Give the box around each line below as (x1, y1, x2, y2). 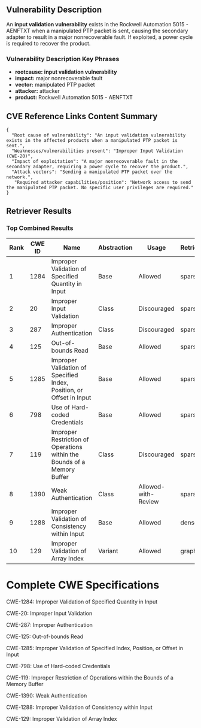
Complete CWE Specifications (6, 578, 160, 591)
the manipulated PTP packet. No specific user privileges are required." (6, 184, 194, 190)
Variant (98, 547, 118, 555)
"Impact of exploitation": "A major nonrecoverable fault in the (11, 158, 178, 164)
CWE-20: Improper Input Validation (6, 609, 93, 617)
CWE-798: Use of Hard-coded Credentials (6, 662, 111, 669)
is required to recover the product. (6, 40, 91, 47)
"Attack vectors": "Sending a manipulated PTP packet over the (11, 169, 172, 175)
